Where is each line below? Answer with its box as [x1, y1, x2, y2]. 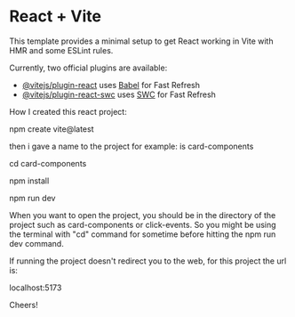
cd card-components [9, 158, 87, 168]
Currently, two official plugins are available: [9, 62, 168, 73]
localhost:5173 [9, 282, 62, 293]
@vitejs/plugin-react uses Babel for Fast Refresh [21, 79, 201, 90]
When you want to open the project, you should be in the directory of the [9, 209, 276, 220]
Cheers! [9, 299, 38, 310]
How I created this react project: [9, 106, 127, 117]
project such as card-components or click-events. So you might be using [9, 219, 277, 230]
